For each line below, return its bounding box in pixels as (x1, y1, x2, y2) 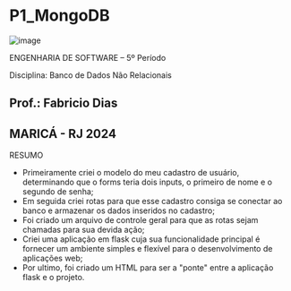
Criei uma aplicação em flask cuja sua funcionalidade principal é (21, 234, 261, 244)
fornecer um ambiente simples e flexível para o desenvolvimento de (21, 244, 273, 254)
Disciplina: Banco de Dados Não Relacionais (9, 69, 172, 81)
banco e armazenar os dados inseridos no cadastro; (21, 205, 215, 216)
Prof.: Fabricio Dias (9, 96, 118, 111)
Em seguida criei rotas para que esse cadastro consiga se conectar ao (21, 196, 283, 207)
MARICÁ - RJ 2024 (9, 126, 116, 141)
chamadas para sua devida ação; (21, 225, 145, 235)
